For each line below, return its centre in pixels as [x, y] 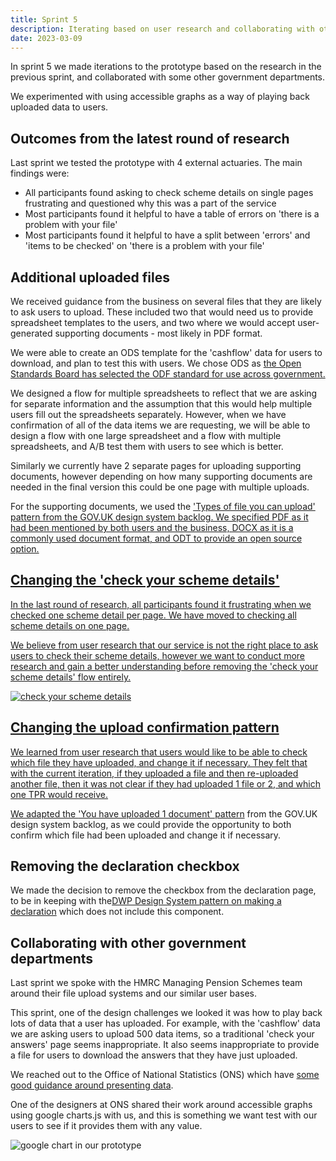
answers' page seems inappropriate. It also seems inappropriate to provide [165, 1045]
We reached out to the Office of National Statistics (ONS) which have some [165, 1075]
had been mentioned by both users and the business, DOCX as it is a [152, 527]
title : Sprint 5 [44, 19]
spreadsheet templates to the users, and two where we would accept [153, 322]
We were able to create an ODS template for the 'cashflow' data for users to [166, 352]
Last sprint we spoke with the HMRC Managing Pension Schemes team [156, 983]
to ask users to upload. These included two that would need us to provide [162, 312]
